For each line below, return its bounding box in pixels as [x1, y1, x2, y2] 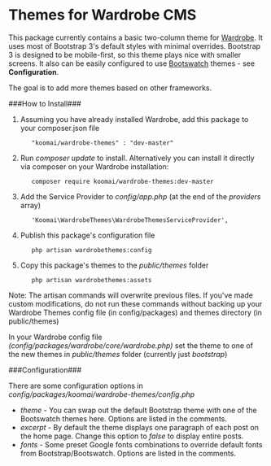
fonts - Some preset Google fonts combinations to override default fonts [20, 439, 263, 449]
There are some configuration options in [8, 381, 144, 390]
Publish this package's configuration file [20, 230, 155, 240]
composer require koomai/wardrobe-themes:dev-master [31, 177, 214, 185]
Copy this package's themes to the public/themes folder [20, 260, 209, 270]
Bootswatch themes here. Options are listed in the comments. [20, 413, 228, 424]
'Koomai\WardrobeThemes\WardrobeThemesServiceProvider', [31, 216, 229, 224]
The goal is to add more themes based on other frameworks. [8, 83, 212, 93]
